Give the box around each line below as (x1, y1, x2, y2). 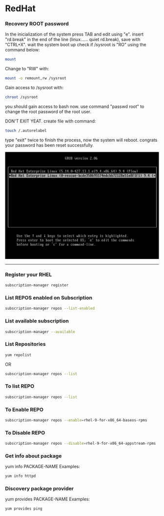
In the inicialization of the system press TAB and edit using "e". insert (5, 31, 144, 37)
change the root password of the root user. (5, 109, 91, 115)
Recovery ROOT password (5, 20, 69, 27)
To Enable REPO (5, 406, 44, 413)
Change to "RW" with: (5, 66, 49, 72)
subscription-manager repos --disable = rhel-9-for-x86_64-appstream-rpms (5, 441, 156, 446)
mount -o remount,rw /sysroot (5, 76, 67, 81)
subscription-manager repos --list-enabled (5, 306, 95, 311)
